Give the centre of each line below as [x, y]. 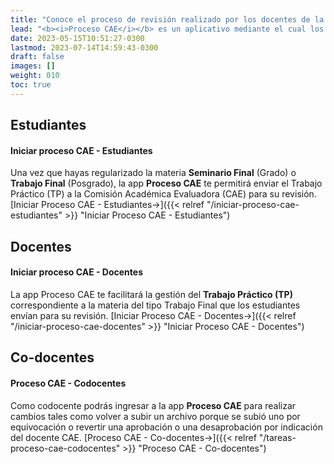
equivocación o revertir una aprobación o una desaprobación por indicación [166, 427]
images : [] [33, 66]
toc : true [31, 85]
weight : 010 [35, 76]
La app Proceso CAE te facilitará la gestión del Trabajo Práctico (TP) [151, 294]
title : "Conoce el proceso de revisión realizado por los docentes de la [167, 19]
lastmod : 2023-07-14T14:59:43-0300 [84, 47]
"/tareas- [277, 437]
